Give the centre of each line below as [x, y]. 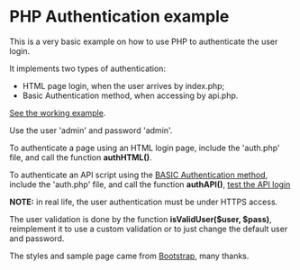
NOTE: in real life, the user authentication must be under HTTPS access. [144, 202]
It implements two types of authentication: [88, 68]
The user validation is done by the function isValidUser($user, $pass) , [141, 219]
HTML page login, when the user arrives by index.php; [123, 85]
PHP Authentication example [119, 17]
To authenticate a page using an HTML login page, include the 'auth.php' [145, 148]
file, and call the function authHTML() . [81, 157]
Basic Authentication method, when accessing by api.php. [130, 95]
